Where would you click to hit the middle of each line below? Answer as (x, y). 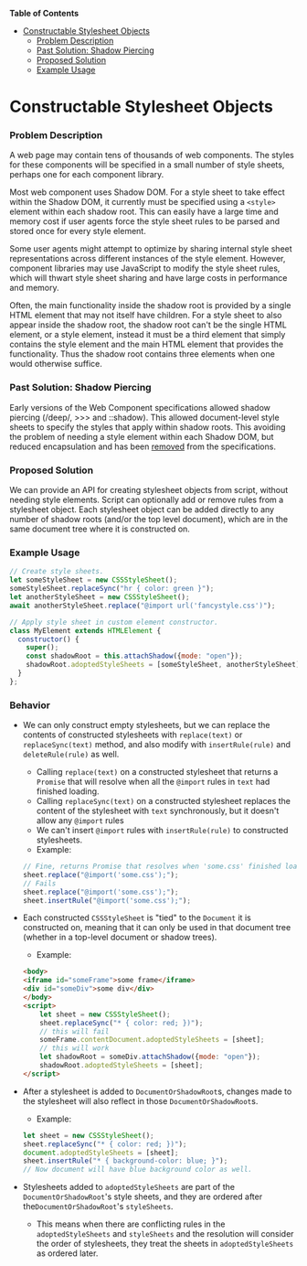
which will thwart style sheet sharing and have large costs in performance (148, 278)
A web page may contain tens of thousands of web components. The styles (152, 156)
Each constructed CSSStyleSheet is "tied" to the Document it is (137, 917)
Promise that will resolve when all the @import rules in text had (153, 782)
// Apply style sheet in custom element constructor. (114, 622)
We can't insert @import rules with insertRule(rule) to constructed (162, 831)
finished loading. (68, 791)
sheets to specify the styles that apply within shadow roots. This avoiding (148, 427)
